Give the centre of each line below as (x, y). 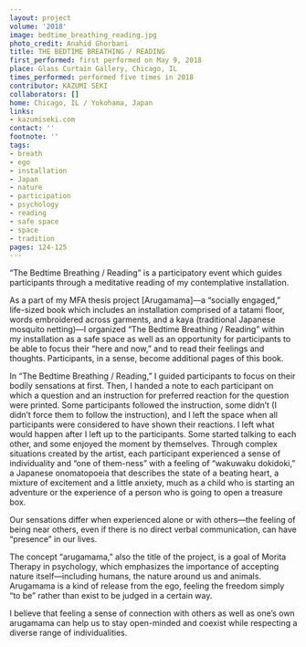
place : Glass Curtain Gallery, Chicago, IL (94, 69)
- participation (40, 196)
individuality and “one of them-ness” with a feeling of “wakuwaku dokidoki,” (153, 464)
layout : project (40, 18)
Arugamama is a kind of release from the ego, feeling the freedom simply (147, 586)
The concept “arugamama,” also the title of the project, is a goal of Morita (148, 557)
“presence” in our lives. (53, 539)
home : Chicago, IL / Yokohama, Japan (81, 103)
